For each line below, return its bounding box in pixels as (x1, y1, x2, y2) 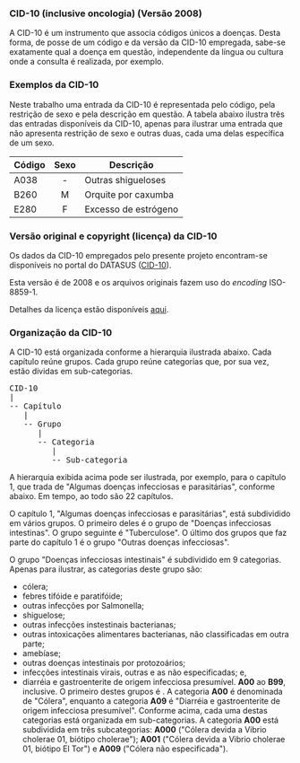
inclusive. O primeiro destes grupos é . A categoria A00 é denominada (21, 686, 284, 697)
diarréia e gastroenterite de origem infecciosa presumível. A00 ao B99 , (21, 677, 287, 688)
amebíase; (21, 648, 61, 659)
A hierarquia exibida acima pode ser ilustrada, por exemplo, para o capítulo (9, 472, 287, 483)
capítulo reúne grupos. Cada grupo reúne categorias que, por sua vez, (9, 356, 270, 367)
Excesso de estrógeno (84, 203, 179, 215)
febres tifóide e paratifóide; (21, 591, 124, 601)
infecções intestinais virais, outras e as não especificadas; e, (21, 667, 247, 678)
